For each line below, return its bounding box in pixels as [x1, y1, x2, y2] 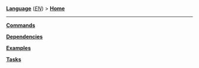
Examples [6, 45, 31, 52]
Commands [6, 22, 36, 29]
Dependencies [6, 33, 43, 40]
